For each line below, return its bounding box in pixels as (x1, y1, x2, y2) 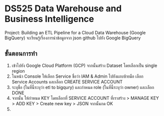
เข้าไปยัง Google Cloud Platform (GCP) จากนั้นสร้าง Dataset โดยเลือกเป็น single (11, 62, 158, 68)
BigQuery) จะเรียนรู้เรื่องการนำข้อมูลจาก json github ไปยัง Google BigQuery (4, 35, 141, 41)
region (11, 68, 25, 74)
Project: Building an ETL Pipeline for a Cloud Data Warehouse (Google (4, 29, 146, 35)
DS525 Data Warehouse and (4, 3, 122, 14)
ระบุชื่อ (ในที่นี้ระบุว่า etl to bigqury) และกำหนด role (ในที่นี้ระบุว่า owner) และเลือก (11, 84, 154, 90)
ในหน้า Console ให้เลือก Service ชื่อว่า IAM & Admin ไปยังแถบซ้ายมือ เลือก (11, 73, 143, 79)
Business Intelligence (4, 13, 94, 25)
